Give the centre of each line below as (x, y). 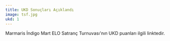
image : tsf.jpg (21, 14)
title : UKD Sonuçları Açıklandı (40, 10)
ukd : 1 (12, 19)
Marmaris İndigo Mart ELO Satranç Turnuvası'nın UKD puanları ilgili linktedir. (85, 33)
